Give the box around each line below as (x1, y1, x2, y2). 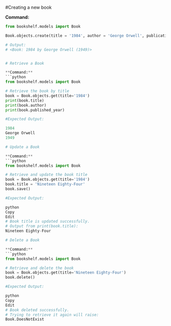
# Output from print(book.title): (5, 224, 79, 229)
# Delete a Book (5, 238, 40, 243)
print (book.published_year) (5, 107, 65, 112)
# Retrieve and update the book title (5, 172, 88, 177)
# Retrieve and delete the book (5, 265, 74, 271)
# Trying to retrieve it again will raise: (5, 312, 99, 317)
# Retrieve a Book (5, 61, 44, 66)
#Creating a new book (5, 5, 52, 10)
